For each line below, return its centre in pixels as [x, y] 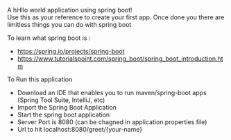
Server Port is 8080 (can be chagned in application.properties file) [112, 122]
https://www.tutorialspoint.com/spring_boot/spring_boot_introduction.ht [120, 59]
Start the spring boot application [63, 114]
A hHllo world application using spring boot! [70, 10]
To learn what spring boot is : [49, 38]
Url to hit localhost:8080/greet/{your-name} [80, 129]
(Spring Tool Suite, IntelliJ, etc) [61, 100]
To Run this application [40, 79]
